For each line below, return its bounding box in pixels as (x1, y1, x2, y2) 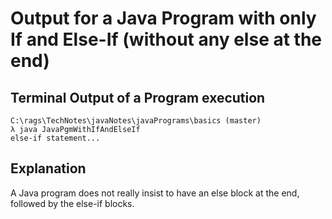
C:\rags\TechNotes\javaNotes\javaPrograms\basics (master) (10, 116, 262, 126)
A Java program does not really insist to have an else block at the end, (10, 187, 300, 199)
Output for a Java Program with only (10, 7, 317, 30)
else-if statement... (10, 133, 101, 143)
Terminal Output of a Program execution (10, 89, 266, 106)
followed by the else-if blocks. (10, 197, 135, 209)
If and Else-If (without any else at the (10, 28, 323, 51)
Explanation (10, 160, 87, 177)
